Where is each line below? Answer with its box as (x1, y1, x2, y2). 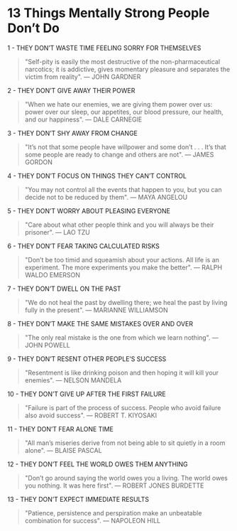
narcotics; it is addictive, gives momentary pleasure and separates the (24, 65, 231, 73)
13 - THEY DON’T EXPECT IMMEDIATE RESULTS (7, 495, 150, 503)
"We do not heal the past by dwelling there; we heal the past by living (24, 298, 228, 306)
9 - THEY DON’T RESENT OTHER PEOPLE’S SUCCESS (7, 354, 167, 363)
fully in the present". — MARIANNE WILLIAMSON (24, 306, 168, 314)
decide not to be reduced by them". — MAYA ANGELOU (24, 193, 188, 201)
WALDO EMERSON (24, 270, 80, 279)
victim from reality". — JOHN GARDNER (24, 73, 141, 81)
